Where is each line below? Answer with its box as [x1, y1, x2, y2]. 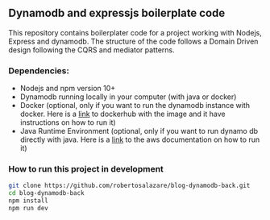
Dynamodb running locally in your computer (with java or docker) [19, 92, 237, 102]
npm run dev [8, 205, 48, 213]
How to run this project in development [8, 164, 164, 175]
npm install [8, 197, 48, 205]
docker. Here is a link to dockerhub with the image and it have [19, 109, 226, 119]
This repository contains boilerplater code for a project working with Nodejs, [8, 27, 262, 37]
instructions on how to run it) [19, 118, 116, 127]
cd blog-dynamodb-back [8, 189, 85, 197]
